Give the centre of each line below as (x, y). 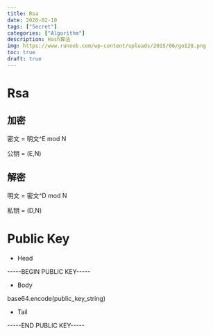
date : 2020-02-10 (32, 20)
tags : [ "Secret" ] (32, 26)
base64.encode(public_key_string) (57, 298)
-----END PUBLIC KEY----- (46, 325)
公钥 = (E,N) (24, 153)
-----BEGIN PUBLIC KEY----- (49, 271)
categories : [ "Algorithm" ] (46, 33)
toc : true (22, 53)
